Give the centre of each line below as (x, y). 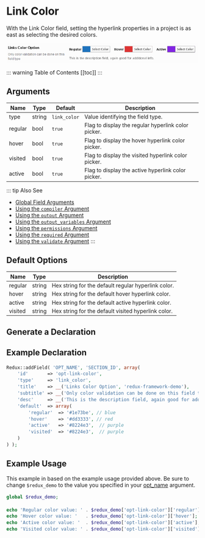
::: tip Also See (24, 190)
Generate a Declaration (51, 332)
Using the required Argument (52, 234)
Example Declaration (47, 353)
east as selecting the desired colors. (52, 34)
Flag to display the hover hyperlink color (135, 140)
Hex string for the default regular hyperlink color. (113, 286)
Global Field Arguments (45, 202)
